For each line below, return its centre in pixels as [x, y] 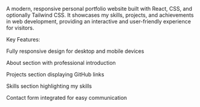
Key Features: [23, 39]
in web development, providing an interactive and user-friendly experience [98, 21]
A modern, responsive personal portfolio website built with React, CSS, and [99, 9]
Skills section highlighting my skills [49, 86]
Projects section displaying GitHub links [55, 74]
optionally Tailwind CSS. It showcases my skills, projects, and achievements [100, 15]
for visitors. [20, 28]
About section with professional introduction [61, 63]
